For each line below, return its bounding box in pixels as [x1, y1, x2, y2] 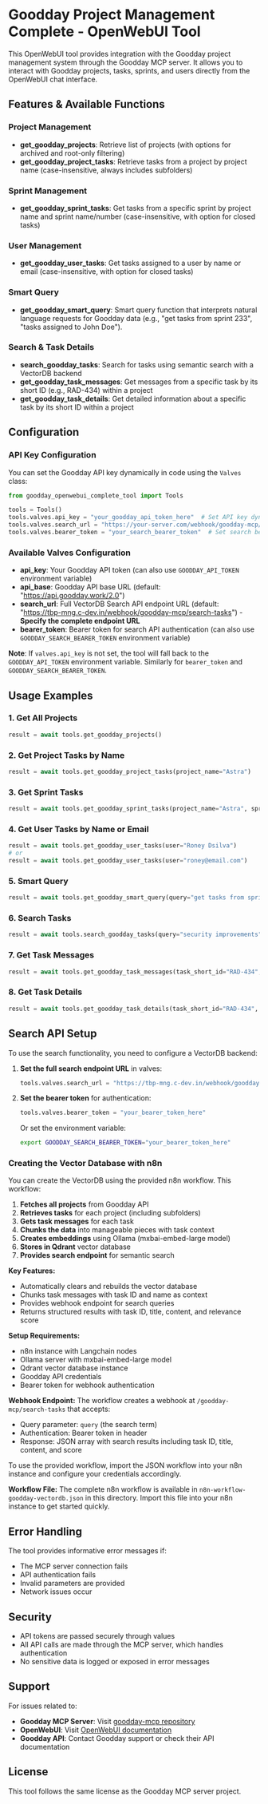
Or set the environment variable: [19, 1124, 126, 1133]
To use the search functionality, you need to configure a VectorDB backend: [8, 1048, 258, 1057]
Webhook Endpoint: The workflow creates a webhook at [8, 1396, 195, 1406]
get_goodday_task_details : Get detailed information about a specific [19, 394, 246, 403]
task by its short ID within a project [19, 402, 134, 412]
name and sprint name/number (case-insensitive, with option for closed [19, 212, 256, 221]
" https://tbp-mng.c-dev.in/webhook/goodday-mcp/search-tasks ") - [19, 608, 243, 617]
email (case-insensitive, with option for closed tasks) [19, 267, 194, 276]
